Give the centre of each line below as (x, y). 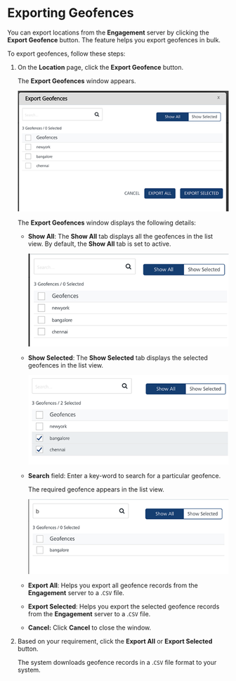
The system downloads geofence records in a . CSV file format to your (117, 662)
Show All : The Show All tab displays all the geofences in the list (120, 237)
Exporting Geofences (71, 13)
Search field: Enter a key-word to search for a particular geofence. (124, 476)
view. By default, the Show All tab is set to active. (99, 244)
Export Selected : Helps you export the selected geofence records (124, 606)
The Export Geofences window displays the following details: (107, 223)
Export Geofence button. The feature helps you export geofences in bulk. (114, 39)
